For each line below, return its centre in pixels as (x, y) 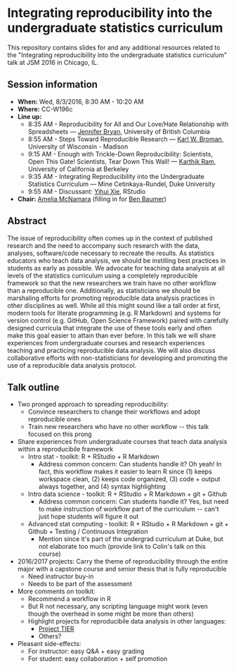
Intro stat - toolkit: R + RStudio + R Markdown (93, 457)
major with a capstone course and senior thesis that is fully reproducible (122, 569)
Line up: (29, 116)
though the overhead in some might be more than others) (111, 614)
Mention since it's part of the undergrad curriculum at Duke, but (131, 539)
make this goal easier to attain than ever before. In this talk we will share (112, 335)
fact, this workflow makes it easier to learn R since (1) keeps (125, 472)
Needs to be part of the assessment (80, 584)
